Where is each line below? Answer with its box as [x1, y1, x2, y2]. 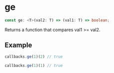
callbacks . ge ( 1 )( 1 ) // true [4, 63, 63, 68]
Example [4, 41, 32, 49]
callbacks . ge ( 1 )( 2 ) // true [4, 54, 63, 59]
